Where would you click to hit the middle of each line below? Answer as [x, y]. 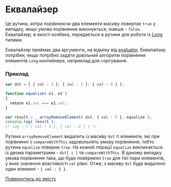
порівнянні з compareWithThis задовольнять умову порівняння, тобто [80, 142]
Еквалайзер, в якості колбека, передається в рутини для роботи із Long [84, 34]
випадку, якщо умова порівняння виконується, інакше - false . [73, 29]
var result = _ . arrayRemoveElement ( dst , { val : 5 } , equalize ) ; [79, 117]
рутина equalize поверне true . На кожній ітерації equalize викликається [84, 147]
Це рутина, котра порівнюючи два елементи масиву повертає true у [80, 24]
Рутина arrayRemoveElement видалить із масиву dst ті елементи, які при [82, 136]
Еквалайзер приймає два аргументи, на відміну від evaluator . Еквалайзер [86, 50]
